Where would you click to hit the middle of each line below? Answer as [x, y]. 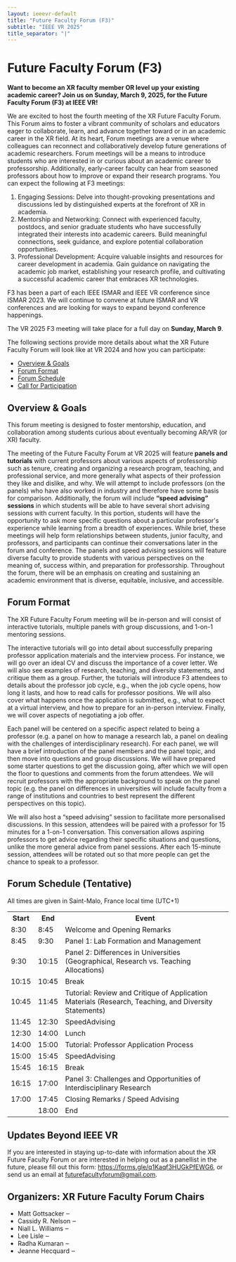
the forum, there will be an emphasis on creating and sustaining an [104, 573]
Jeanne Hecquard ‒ [46, 1251]
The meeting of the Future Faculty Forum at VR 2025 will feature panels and [118, 453]
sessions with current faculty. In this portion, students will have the [104, 513]
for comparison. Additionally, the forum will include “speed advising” [108, 498]
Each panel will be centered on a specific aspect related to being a [104, 729]
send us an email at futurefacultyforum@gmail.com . [83, 1175]
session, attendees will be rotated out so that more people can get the [109, 854]
